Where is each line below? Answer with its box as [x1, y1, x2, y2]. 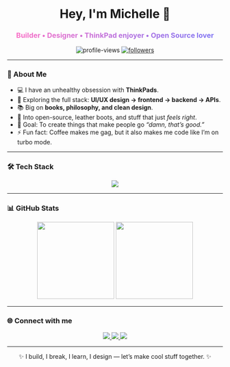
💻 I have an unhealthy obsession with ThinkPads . [16, 86, 159, 94]
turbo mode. [16, 138, 53, 146]
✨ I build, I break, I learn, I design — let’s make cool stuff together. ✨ [18, 352, 212, 360]
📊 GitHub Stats [7, 203, 60, 213]
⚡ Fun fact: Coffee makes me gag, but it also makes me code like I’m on [16, 128, 219, 136]
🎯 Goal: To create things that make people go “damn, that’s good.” [16, 120, 205, 129]
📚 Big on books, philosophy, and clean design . [16, 103, 153, 112]
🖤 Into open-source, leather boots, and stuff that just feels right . [16, 113, 197, 121]
